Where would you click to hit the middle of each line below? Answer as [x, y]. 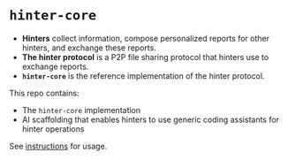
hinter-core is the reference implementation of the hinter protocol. [143, 76]
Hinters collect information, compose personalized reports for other [145, 38]
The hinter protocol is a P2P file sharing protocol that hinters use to [145, 57]
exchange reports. [55, 66]
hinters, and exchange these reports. [89, 48]
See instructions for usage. [58, 146]
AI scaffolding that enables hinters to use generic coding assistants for [151, 119]
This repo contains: [44, 93]
